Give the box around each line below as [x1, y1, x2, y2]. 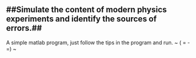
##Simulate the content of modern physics [6, 5, 167, 15]
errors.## [6, 23, 43, 33]
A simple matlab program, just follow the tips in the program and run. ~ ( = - [6, 38, 190, 46]
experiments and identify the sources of [6, 14, 157, 24]
